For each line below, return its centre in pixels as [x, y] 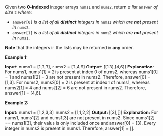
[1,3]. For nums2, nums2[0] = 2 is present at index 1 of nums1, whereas [77, 82]
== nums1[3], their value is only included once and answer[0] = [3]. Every [81, 123]
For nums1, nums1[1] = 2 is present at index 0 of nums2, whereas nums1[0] [81, 72]
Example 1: [17, 57]
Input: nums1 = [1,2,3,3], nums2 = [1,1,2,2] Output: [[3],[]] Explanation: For [81, 112]
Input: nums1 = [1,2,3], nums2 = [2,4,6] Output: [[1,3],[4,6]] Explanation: [80, 67]
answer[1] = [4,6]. [23, 93]
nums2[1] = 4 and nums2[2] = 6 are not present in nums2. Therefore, [76, 88]
